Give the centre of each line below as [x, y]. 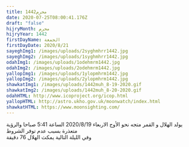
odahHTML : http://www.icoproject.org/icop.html [67, 96]
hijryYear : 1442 [27, 34]
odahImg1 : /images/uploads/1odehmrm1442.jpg [63, 62]
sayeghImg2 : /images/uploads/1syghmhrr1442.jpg [67, 57]
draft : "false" [25, 23]
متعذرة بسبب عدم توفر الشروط [42, 131]
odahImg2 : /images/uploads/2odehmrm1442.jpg [63, 68]
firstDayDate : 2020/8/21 [37, 46]
